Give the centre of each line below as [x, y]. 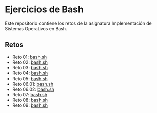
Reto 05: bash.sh [30, 78]
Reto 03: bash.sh [30, 67]
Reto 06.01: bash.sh [33, 84]
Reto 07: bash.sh [30, 94]
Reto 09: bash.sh [30, 105]
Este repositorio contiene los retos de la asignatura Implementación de [78, 23]
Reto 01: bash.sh [29, 57]
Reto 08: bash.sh [30, 100]
